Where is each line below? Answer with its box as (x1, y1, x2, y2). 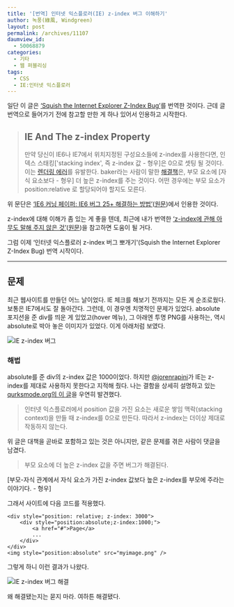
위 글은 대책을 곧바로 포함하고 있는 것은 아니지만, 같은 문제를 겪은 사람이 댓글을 (7, 437, 221, 446)
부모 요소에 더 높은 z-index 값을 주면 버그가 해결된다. (24, 461, 169, 469)
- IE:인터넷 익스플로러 (13, 82, 71, 89)
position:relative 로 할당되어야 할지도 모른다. (24, 185, 146, 194)
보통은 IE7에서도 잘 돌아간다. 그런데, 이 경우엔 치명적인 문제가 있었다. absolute (7, 304, 221, 312)
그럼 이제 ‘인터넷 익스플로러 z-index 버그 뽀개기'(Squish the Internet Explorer (7, 238, 221, 247)
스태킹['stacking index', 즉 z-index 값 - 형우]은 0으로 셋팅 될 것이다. (37, 159, 224, 167)
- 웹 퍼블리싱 (13, 62, 47, 69)
